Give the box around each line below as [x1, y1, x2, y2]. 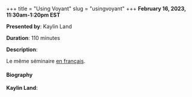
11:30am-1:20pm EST [6, 11, 61, 18]
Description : [6, 46, 38, 53]
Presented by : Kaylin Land [6, 23, 72, 30]
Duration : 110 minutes [6, 35, 61, 41]
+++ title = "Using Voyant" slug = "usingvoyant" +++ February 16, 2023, [6, 5, 186, 12]
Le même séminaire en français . [6, 58, 86, 64]
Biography [6, 71, 33, 78]
